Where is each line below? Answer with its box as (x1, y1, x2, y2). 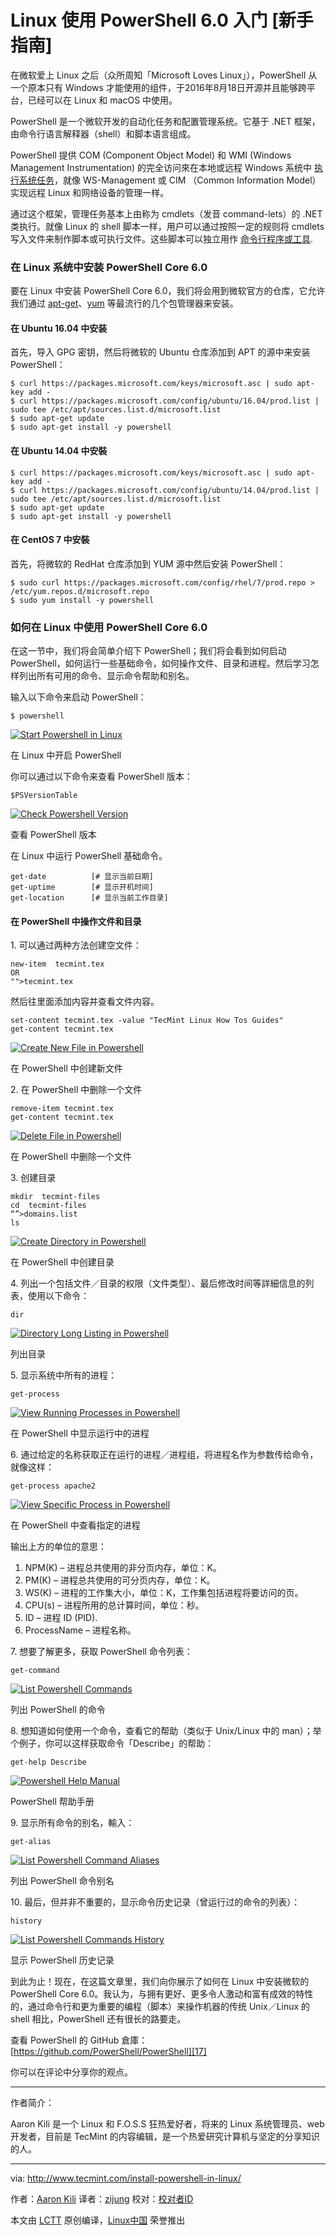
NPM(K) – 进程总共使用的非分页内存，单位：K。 (24, 1562, 222, 1574)
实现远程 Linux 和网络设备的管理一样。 (10, 186, 170, 198)
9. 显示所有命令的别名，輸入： (10, 1817, 135, 1829)
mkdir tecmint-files (10, 1192, 101, 1202)
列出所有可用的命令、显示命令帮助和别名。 (18, 670, 195, 682)
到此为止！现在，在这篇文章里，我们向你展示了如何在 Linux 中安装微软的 (10, 1976, 310, 1988)
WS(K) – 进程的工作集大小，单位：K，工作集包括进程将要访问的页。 (24, 1587, 304, 1599)
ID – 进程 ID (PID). (24, 1612, 98, 1624)
